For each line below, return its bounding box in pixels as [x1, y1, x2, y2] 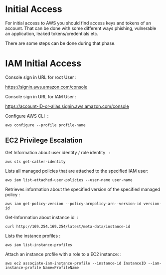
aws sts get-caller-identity [5, 159, 66, 164]
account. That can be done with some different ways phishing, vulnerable [5, 25, 157, 31]
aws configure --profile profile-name [5, 122, 86, 128]
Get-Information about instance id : [5, 214, 79, 220]
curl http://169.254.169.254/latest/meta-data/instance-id [5, 224, 131, 229]
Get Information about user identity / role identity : [5, 149, 111, 155]
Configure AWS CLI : [5, 113, 49, 119]
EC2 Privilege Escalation [5, 136, 83, 145]
